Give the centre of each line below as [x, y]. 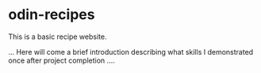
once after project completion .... [61, 60]
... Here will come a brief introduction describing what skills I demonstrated [131, 52]
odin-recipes [52, 15]
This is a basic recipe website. [58, 36]
